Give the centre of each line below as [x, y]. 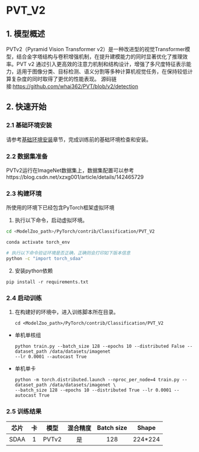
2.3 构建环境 [24, 193]
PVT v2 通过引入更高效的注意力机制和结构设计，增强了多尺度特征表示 [101, 64]
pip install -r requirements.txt [47, 282]
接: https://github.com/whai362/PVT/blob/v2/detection [72, 86]
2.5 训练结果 [24, 411]
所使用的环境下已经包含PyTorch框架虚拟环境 [60, 208]
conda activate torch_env [38, 242]
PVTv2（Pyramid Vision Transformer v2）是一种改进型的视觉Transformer [96, 49]
